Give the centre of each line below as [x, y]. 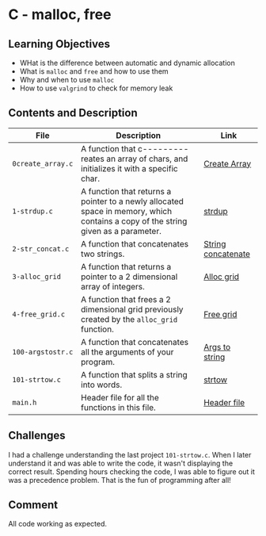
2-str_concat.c [41, 249]
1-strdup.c [32, 211]
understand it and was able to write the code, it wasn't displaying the [121, 463]
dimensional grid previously [132, 309]
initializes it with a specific [129, 168]
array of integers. [112, 286]
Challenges [37, 436]
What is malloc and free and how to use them [94, 71]
